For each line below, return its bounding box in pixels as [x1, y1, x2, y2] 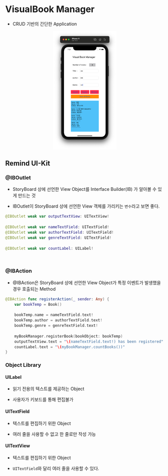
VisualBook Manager [5, 4, 95, 15]
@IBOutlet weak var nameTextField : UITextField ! [5, 225, 109, 230]
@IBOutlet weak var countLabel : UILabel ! [5, 246, 94, 251]
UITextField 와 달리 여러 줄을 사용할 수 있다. [12, 465, 99, 471]
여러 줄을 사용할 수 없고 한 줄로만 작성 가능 [12, 431, 96, 437]
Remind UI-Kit [5, 159, 50, 167]
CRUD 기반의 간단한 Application [12, 21, 77, 27]
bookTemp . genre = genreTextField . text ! [14, 323, 98, 328]
